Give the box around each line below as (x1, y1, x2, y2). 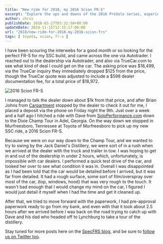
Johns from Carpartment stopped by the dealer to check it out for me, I (5, 102, 147, 108)
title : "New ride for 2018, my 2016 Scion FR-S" (5, 7, 105, 12)
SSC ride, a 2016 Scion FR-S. (5, 128, 63, 134)
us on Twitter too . (5, 233, 40, 239)
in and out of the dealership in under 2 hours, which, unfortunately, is (5, 153, 143, 159)
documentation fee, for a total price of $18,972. (5, 78, 99, 84)
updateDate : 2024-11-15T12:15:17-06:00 (5, 25, 86, 30)
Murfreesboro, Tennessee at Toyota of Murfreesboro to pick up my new (5, 123, 149, 129)
